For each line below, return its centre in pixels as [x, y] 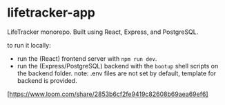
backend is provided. [47, 80]
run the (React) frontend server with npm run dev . [87, 58]
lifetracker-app [51, 13]
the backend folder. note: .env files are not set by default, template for [117, 73]
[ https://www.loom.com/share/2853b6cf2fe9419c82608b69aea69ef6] [108, 94]
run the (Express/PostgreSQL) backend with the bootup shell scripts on [118, 66]
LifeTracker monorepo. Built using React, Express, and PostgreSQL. [103, 32]
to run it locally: [29, 45]
